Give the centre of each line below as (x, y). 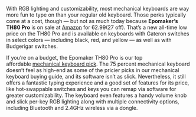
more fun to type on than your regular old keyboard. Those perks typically (96, 15)
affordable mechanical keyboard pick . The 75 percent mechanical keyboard (98, 64)
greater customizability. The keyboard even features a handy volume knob (97, 95)
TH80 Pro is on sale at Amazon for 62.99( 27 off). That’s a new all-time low (97, 27)
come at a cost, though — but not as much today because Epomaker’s (92, 21)
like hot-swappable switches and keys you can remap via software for (91, 89)
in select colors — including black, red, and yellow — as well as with (89, 40)
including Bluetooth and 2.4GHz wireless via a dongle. (72, 108)
